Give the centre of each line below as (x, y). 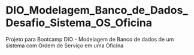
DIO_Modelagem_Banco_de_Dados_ (97, 10)
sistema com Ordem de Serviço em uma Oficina (65, 46)
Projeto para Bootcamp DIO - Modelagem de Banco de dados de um (90, 39)
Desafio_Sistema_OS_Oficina (79, 23)
